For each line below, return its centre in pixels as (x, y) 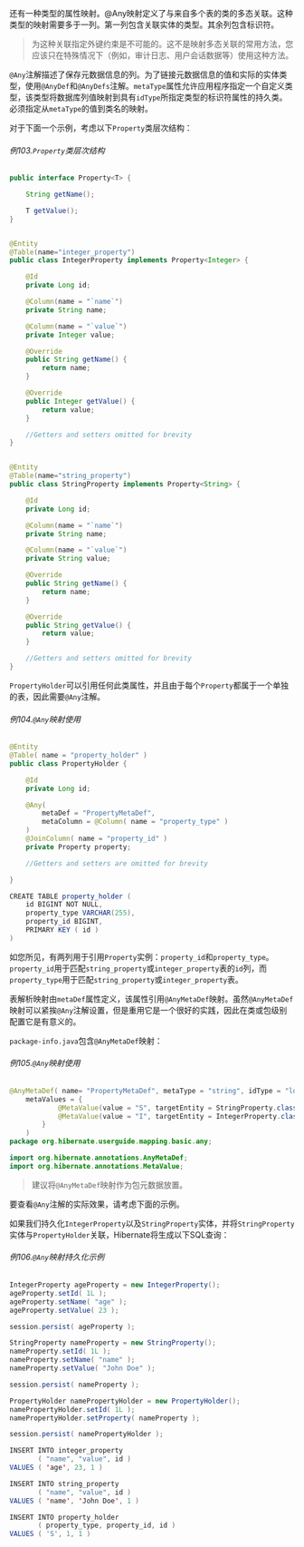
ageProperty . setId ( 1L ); (58, 1293)
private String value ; (68, 559)
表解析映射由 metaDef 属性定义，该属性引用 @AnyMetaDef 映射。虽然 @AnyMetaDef (152, 999)
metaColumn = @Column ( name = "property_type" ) (135, 822)
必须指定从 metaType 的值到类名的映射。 (81, 108)
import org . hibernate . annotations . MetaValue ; (96, 1166)
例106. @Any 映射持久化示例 (57, 1257)
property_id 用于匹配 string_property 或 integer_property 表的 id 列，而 (138, 968)
